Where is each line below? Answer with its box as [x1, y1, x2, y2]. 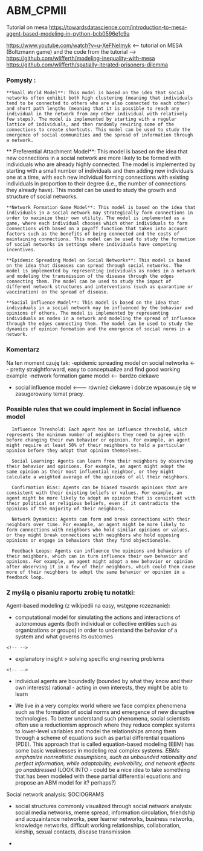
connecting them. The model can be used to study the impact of [6, 278, 172, 284]
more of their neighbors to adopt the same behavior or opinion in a [6, 569, 185, 575]
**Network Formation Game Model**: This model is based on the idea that [6, 205, 196, 211]
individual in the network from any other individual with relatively [6, 111, 188, 117]
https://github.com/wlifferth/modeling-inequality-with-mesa [6, 54, 155, 62]
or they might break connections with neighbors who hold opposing [6, 532, 180, 538]
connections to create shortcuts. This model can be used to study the [6, 127, 190, 133]
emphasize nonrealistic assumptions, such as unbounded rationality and [14, 753, 198, 761]
